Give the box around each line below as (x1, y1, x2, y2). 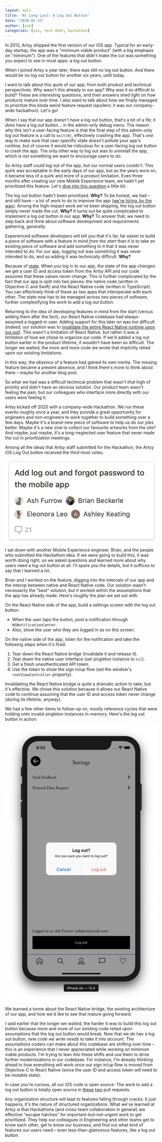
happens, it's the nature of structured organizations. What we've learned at (5, 1101, 155, 1107)
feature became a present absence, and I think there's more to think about (5, 364, 153, 370)
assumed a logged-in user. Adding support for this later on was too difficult (5, 319, 155, 325)
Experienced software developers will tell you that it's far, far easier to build (5, 233, 156, 239)
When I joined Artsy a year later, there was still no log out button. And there (5, 67, 155, 73)
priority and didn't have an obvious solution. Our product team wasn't (5, 384, 144, 390)
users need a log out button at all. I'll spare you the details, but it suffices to (5, 563, 155, 569)
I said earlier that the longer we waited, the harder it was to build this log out (5, 1021, 157, 1026)
